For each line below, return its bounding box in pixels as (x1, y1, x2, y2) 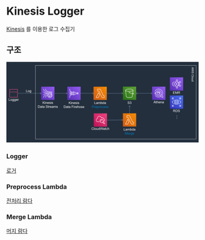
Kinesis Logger (6, 4, 85, 18)
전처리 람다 (6, 197, 33, 204)
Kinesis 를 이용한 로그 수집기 (6, 25, 75, 32)
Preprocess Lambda (6, 182, 67, 191)
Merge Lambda (6, 213, 52, 221)
